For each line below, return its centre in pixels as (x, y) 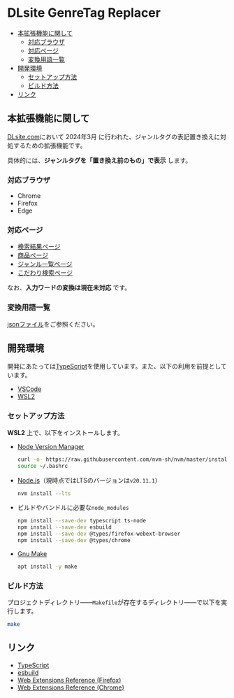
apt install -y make (47, 567)
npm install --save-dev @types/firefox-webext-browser (99, 534)
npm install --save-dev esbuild (64, 527)
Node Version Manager (51, 446)
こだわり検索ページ (45, 273)
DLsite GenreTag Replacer (84, 13)
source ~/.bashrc (43, 466)
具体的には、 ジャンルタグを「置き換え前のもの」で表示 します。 (100, 160)
